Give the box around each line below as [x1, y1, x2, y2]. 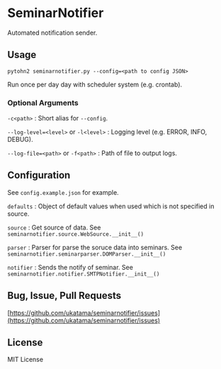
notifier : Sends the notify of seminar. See [7, 263, 133, 271]
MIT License [7, 356, 44, 364]
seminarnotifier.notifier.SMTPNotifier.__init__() [7, 271, 160, 278]
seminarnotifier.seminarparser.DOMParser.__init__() [7, 250, 166, 258]
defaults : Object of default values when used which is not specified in [7, 202, 215, 210]
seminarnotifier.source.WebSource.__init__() [7, 230, 144, 238]
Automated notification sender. [7, 28, 98, 37]
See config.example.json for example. [7, 188, 119, 196]
